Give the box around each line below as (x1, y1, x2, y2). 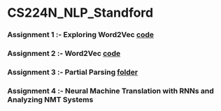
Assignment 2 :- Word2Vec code (7, 49, 121, 59)
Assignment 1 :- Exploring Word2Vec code (7, 30, 154, 40)
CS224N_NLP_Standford (7, 5, 154, 21)
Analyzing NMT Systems (7, 94, 94, 104)
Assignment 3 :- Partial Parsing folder (7, 67, 138, 77)
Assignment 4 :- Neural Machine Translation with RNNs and (7, 86, 215, 96)
